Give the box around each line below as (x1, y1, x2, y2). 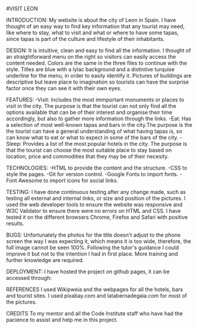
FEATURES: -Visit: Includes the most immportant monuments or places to (6, 96, 184, 103)
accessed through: (6, 274, 52, 281)
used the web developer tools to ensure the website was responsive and (6, 201, 183, 208)
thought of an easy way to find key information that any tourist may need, (6, 23, 185, 30)
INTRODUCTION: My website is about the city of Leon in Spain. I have (6, 17, 176, 23)
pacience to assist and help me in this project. (6, 317, 118, 323)
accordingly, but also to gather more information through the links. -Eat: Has (6, 115, 191, 122)
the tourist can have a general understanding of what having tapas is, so (6, 127, 183, 135)
